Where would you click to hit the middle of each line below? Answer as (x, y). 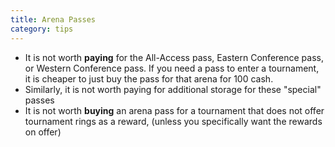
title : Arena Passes (53, 19)
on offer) (43, 132)
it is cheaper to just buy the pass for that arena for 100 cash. (149, 78)
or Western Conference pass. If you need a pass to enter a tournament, (172, 68)
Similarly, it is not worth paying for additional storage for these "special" (173, 89)
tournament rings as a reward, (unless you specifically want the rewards (173, 121)
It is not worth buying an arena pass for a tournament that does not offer (174, 110)
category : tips (42, 29)
